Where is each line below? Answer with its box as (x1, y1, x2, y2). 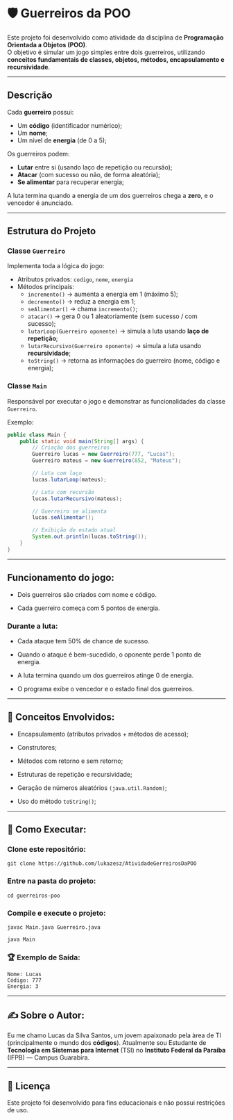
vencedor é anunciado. (7, 199, 74, 207)
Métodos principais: (17, 283, 75, 291)
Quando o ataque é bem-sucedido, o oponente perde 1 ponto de (17, 650, 202, 659)
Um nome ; (17, 129, 49, 137)
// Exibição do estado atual (32, 527, 116, 534)
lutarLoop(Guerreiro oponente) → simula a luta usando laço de (27, 327, 209, 336)
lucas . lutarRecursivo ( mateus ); (32, 495, 123, 502)
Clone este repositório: (7, 845, 87, 855)
